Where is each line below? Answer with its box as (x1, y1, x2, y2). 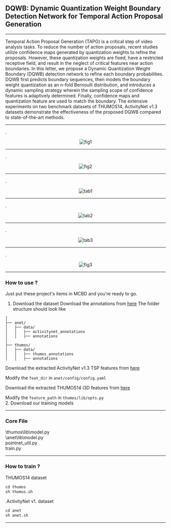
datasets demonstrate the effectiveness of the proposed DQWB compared (5, 109, 161, 115)
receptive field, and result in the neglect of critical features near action (5, 60, 153, 66)
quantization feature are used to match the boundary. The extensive (5, 98, 148, 104)
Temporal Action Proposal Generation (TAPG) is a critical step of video (5, 38, 153, 44)
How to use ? (5, 279, 38, 286)
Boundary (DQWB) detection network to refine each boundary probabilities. (5, 71, 164, 77)
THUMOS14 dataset (5, 474, 47, 481)
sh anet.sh (5, 513, 28, 518)
